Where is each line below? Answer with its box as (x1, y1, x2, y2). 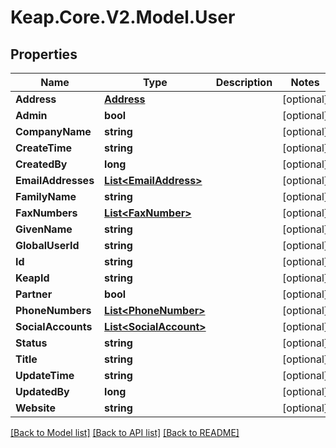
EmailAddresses (15, 174, 95, 187)
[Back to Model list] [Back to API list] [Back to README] (10, 427, 240, 438)
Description (215, 76, 273, 89)
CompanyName (15, 125, 92, 138)
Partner (15, 287, 53, 301)
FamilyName (15, 190, 77, 203)
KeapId (15, 271, 50, 285)
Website (15, 401, 56, 415)
